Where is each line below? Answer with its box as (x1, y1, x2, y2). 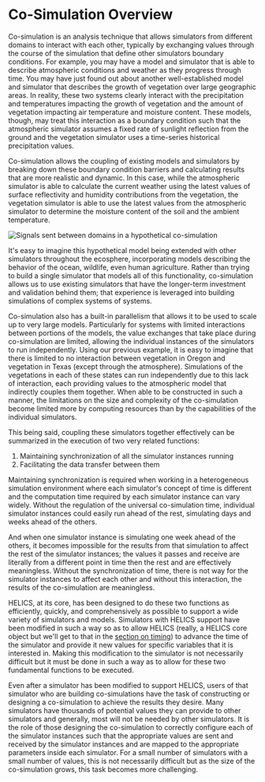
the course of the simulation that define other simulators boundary (8, 48, 224, 58)
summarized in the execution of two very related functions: (8, 436, 200, 445)
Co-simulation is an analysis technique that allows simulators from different (8, 32, 253, 41)
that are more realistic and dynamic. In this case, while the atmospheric (8, 172, 241, 183)
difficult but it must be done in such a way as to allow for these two (8, 656, 226, 666)
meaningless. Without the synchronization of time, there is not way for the (8, 565, 248, 575)
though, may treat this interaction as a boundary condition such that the (8, 115, 241, 125)
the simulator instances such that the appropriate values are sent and (8, 731, 234, 740)
